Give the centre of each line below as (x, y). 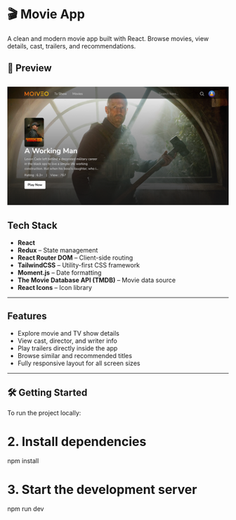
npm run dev (26, 509)
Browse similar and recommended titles (74, 355)
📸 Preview (29, 68)
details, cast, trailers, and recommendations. (72, 46)
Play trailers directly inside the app (67, 348)
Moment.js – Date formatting (59, 272)
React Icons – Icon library (55, 287)
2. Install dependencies (77, 442)
